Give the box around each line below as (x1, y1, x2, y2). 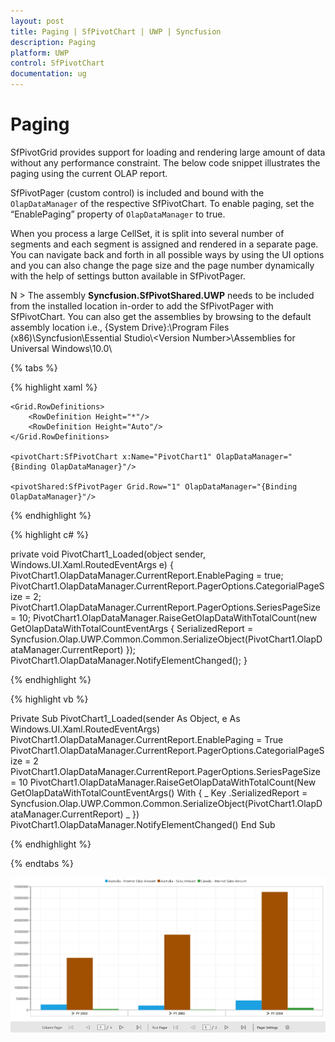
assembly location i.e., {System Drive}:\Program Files (10, 321, 230, 333)
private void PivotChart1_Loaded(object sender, (10, 548, 206, 560)
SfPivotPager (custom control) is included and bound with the (10, 186, 265, 199)
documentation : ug (10, 69, 87, 79)
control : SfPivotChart (10, 58, 105, 69)
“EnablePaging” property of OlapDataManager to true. (10, 208, 226, 220)
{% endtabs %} (10, 857, 74, 869)
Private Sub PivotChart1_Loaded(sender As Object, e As (10, 712, 241, 724)
